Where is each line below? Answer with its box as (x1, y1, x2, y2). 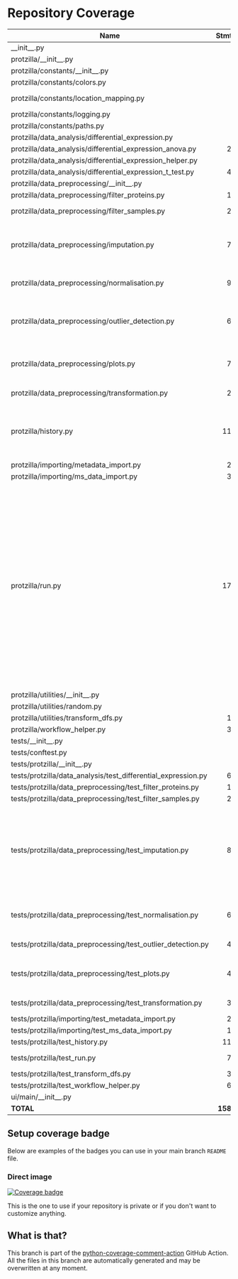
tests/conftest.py (11, 747, 67, 757)
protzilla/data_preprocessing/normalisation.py (11, 278, 164, 288)
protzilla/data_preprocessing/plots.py (11, 359, 136, 369)
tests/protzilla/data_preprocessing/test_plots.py (11, 968, 170, 978)
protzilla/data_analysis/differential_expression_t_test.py (11, 167, 195, 177)
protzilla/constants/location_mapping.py (11, 93, 145, 103)
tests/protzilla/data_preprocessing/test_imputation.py (11, 845, 189, 855)
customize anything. (7, 1209, 67, 1218)
